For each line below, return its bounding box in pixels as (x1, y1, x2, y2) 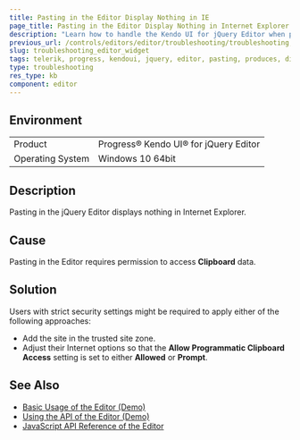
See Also (9, 377, 60, 393)
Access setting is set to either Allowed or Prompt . (21, 351, 208, 362)
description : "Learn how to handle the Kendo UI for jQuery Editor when (9, 30, 286, 38)
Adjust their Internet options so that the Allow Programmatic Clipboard (21, 342, 286, 353)
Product (13, 138, 47, 150)
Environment (9, 113, 83, 128)
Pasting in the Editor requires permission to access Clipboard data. (9, 257, 256, 267)
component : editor (9, 80, 78, 89)
